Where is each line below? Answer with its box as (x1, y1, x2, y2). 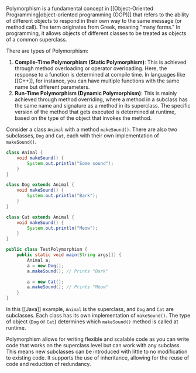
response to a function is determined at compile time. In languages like (14, 71, 185, 78)
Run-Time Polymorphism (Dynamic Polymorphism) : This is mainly (14, 90, 177, 96)
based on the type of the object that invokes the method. (14, 115, 152, 122)
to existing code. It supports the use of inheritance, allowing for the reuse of (6, 354, 190, 361)
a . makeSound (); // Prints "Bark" (27, 268, 109, 274)
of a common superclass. (6, 36, 67, 43)
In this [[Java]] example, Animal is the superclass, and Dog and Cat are (6, 306, 174, 312)
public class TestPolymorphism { (6, 247, 88, 253)
